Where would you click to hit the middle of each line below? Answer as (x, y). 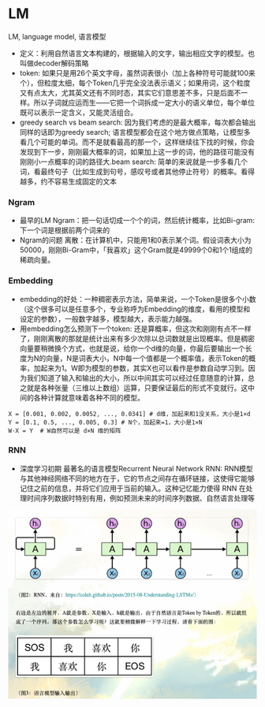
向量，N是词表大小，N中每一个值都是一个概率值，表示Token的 (147, 358)
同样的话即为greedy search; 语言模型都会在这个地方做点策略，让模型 (132, 132)
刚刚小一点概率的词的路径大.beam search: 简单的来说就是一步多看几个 (134, 162)
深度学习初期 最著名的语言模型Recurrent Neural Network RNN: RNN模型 (136, 468)
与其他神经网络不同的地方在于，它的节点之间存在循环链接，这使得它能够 (137, 478)
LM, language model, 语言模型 (57, 36)
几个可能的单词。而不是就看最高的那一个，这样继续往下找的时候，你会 (140, 142)
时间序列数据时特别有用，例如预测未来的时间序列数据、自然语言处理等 (140, 498)
